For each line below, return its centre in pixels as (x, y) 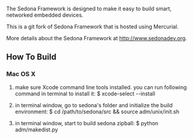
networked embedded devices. (45, 15)
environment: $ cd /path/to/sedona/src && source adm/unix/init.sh (97, 111)
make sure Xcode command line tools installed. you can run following (101, 87)
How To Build (31, 57)
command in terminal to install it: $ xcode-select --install (85, 93)
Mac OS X (21, 74)
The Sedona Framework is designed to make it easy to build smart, (89, 9)
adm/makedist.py (36, 129)
